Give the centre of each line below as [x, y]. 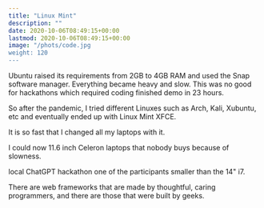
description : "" [35, 23]
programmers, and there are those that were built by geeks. [106, 196]
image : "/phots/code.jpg [50, 46]
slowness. [25, 156]
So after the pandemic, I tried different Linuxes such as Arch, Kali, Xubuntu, [132, 108]
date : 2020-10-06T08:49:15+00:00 [64, 30]
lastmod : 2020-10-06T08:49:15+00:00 [69, 38]
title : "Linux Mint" [43, 16]
